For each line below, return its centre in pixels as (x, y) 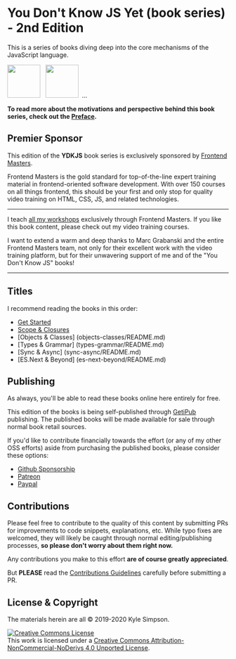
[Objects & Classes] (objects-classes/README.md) (91, 337)
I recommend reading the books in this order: (73, 308)
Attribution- (168, 640)
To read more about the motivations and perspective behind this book (111, 109)
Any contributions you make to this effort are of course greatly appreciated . (118, 559)
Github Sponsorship (46, 469)
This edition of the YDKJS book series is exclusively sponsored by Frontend (117, 155)
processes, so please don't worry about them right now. (90, 546)
